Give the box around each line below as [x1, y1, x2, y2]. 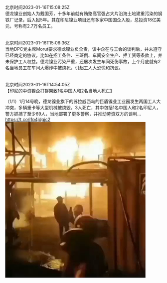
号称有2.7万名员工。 [13, 23, 56, 29]
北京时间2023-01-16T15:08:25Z [5, 4, 70, 10]
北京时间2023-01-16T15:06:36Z [5, 40, 70, 46]
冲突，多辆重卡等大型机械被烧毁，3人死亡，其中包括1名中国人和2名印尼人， [5, 105, 161, 111]
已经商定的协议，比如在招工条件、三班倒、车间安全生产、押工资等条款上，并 [5, 52, 163, 58]
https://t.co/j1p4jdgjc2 [5, 117, 51, 122]
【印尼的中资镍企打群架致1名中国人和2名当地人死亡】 [5, 88, 115, 94]
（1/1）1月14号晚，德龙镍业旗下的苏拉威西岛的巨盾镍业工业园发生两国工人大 [5, 99, 161, 104]
